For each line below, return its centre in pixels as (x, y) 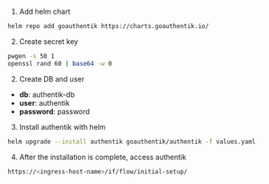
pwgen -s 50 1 (31, 56)
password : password (54, 111)
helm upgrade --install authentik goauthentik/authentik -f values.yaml (132, 142)
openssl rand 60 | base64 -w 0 (60, 63)
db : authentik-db (47, 94)
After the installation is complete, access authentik (102, 157)
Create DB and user (52, 78)
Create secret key (49, 41)
